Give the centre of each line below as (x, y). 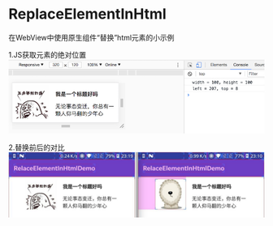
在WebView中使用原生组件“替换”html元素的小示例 (91, 37)
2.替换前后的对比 (37, 147)
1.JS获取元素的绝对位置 (48, 54)
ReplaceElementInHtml (87, 14)
